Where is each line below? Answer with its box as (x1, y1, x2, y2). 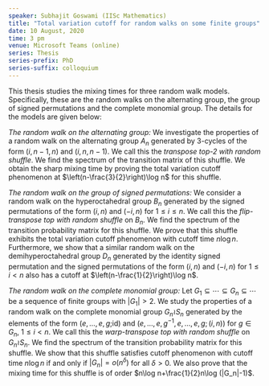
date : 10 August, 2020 (8, 27, 84, 35)
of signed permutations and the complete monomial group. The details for (8, 103, 253, 113)
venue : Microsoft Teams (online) (8, 42, 120, 50)
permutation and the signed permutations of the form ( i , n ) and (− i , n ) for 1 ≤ (8, 261, 259, 271)
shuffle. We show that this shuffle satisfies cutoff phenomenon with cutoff (8, 347, 253, 358)
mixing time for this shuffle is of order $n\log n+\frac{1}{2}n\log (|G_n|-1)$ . (8, 368, 255, 378)
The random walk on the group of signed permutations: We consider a (8, 187, 242, 197)
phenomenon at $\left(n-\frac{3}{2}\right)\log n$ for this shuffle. (8, 172, 222, 182)
